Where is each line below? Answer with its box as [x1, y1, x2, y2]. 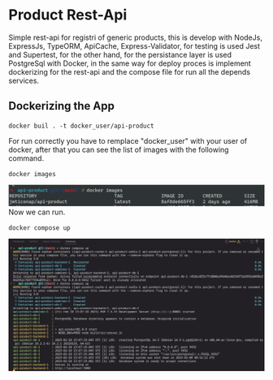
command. [8, 153, 45, 163]
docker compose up [8, 224, 71, 232]
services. [8, 76, 39, 85]
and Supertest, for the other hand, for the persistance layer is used [8, 50, 232, 59]
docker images [8, 170, 57, 178]
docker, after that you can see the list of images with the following [8, 145, 229, 154]
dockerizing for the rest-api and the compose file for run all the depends [8, 67, 250, 76]
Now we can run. [8, 207, 66, 217]
